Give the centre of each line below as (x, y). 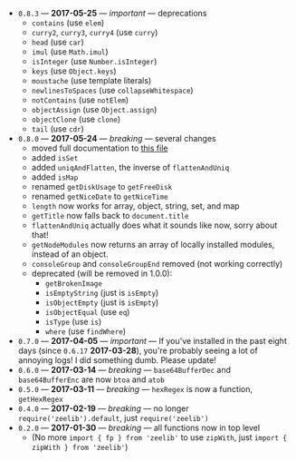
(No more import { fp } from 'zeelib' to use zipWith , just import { (159, 437)
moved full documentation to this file (100, 148)
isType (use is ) (73, 322)
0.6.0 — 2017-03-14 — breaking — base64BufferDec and (124, 370)
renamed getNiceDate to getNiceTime (100, 196)
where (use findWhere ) (86, 331)
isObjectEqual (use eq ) (87, 312)
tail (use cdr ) (57, 129)
